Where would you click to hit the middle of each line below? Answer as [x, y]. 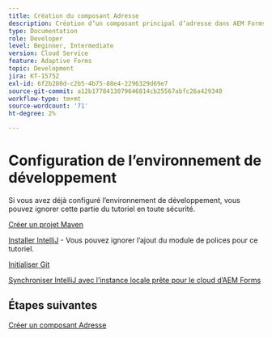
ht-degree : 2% [32, 114]
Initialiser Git [29, 264]
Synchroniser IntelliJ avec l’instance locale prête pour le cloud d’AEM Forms [135, 280]
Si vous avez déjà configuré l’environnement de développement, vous [124, 200]
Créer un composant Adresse [57, 325]
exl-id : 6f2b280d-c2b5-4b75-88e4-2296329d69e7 [88, 83]
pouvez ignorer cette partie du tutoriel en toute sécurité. [102, 209]
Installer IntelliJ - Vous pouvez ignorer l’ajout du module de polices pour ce [133, 240]
